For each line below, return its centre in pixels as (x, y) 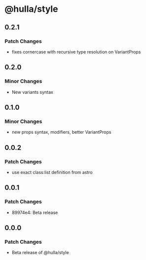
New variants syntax (32, 92)
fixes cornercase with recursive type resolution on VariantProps (76, 52)
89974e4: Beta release (35, 212)
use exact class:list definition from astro (52, 172)
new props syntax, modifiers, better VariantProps (61, 132)
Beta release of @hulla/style (40, 253)
